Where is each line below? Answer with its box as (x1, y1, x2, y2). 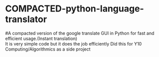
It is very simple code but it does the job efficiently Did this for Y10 (5, 40, 142, 46)
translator (5, 13, 47, 25)
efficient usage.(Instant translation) (5, 35, 77, 41)
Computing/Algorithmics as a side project (5, 46, 91, 52)
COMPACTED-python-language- (5, 3, 144, 14)
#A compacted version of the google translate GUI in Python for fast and (5, 30, 154, 36)
